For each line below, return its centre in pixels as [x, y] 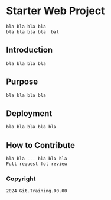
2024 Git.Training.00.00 [37, 191]
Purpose [22, 82]
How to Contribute [41, 145]
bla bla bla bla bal [33, 32]
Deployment [29, 113]
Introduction [30, 50]
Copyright [21, 179]
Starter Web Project [56, 11]
